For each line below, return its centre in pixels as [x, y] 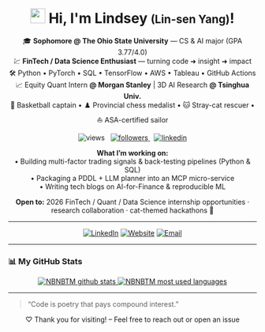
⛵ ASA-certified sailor [132, 119]
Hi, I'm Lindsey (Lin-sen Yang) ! [142, 19]
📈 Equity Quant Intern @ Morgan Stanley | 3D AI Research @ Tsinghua [132, 85]
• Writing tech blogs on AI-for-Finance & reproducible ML [132, 187]
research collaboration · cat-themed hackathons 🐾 [132, 210]
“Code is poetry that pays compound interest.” [103, 304]
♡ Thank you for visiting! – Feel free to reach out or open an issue [132, 319]
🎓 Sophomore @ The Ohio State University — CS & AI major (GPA [132, 40]
